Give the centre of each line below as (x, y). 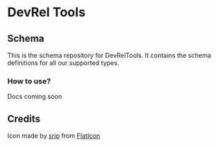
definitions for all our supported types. (63, 63)
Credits (24, 118)
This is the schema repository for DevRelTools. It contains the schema (109, 55)
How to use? (29, 81)
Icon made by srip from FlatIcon (54, 136)
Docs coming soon (35, 97)
